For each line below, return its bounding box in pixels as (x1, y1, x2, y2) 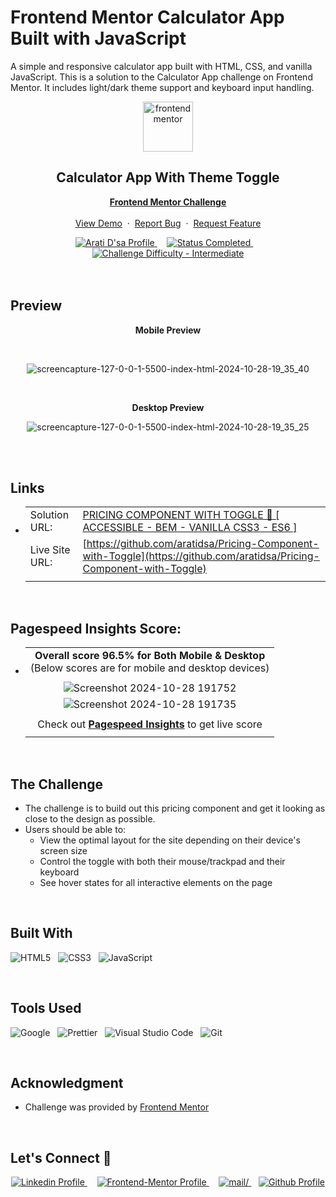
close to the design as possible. (24, 813, 156, 825)
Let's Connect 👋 (10, 1149, 112, 1166)
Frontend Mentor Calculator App (10, 6, 285, 29)
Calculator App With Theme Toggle (56, 169, 280, 186)
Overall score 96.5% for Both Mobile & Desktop (34, 649, 266, 663)
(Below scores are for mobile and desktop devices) (29, 661, 270, 675)
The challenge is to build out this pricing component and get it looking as (24, 802, 326, 814)
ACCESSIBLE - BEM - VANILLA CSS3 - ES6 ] (82, 521, 298, 535)
